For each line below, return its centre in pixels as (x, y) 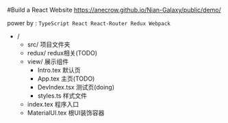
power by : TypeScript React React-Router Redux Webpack (89, 23)
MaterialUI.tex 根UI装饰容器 (66, 113)
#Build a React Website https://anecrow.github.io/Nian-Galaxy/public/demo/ (114, 10)
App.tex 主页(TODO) (66, 79)
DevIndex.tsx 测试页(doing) (76, 87)
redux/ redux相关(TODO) (62, 53)
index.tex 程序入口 (53, 104)
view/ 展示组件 (48, 61)
